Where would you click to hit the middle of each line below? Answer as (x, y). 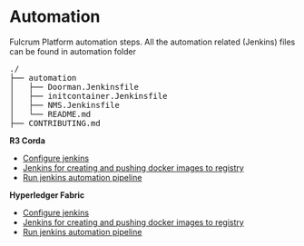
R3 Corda (27, 140)
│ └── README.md (50, 114)
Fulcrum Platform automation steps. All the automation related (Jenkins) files (152, 42)
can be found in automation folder (73, 51)
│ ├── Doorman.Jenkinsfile (74, 87)
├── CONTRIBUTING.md (55, 123)
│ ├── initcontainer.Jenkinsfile (88, 96)
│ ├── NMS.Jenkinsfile (64, 105)
